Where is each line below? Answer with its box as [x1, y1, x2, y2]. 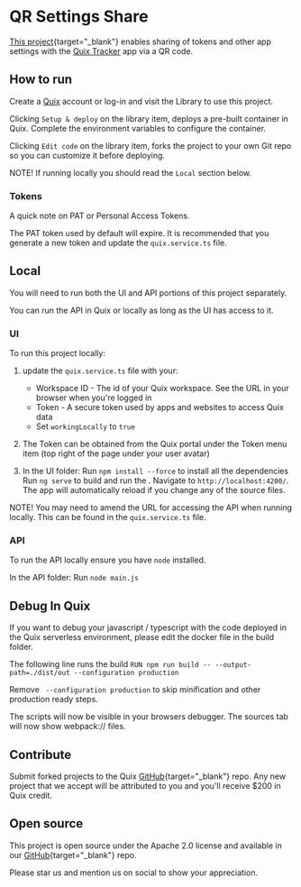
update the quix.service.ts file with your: [22, 365, 178, 376]
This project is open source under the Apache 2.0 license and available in [9, 840, 282, 851]
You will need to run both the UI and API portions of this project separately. [9, 287, 287, 298]
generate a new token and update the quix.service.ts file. [9, 237, 227, 249]
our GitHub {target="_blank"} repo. [9, 849, 137, 860]
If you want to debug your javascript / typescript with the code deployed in [9, 622, 287, 633]
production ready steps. [9, 694, 99, 705]
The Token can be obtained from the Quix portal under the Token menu [22, 439, 287, 450]
